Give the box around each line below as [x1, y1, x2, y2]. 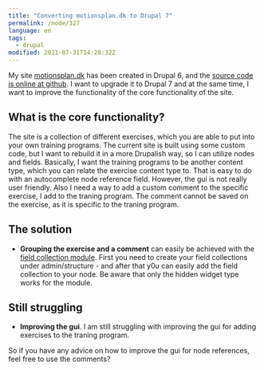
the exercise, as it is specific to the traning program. [8, 199, 179, 209]
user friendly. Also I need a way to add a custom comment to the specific [8, 183, 249, 192]
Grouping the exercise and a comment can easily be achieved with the [19, 244, 255, 254]
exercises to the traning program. [19, 330, 130, 340]
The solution [8, 222, 73, 236]
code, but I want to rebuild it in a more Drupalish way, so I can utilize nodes [8, 148, 255, 158]
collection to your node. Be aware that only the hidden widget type [19, 269, 239, 279]
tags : [8, 33, 26, 42]
